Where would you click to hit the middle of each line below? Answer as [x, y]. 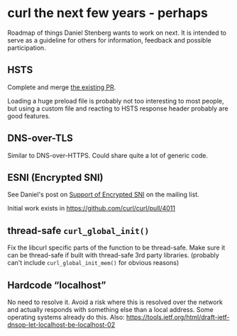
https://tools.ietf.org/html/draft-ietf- [178, 317]
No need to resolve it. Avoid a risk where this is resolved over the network [115, 302]
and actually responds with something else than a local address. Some [111, 309]
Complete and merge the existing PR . [62, 87]
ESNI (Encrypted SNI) [56, 178]
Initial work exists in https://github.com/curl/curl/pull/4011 [92, 208]
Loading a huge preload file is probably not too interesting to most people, [116, 101]
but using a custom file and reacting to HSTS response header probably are [118, 108]
